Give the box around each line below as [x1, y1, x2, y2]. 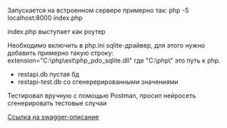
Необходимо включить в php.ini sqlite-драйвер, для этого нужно [7, 41, 206, 49]
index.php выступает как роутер [7, 28, 106, 36]
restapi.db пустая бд [17, 70, 80, 78]
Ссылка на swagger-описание [7, 113, 99, 121]
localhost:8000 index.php [7, 14, 84, 22]
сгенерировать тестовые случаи [7, 99, 107, 107]
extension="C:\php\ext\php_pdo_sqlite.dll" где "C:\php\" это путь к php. [7, 56, 221, 65]
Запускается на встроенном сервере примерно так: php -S [7, 6, 189, 14]
